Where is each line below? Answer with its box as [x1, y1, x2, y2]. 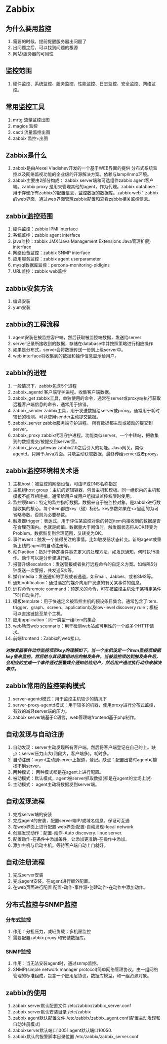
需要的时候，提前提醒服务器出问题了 [12, 39, 87, 44]
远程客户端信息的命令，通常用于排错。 [12, 401, 91, 407]
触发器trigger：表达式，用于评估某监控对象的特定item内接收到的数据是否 [12, 518, 161, 523]
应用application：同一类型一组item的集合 [12, 616, 96, 622]
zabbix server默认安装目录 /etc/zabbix [12, 1009, 91, 1015]
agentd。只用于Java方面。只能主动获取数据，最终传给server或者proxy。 [12, 451, 161, 457]
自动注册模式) [12, 1021, 41, 1027]
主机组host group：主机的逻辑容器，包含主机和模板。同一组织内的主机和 [12, 487, 161, 493]
